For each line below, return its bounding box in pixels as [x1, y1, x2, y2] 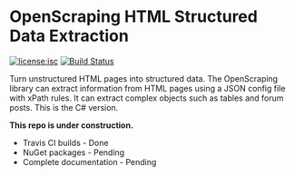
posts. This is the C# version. [9, 102, 119, 112]
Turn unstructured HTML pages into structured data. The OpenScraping [9, 73, 279, 83]
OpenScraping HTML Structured [9, 6, 259, 27]
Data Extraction [9, 25, 129, 46]
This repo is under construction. [9, 120, 134, 131]
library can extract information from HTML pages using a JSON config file [9, 83, 286, 93]
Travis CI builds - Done [22, 137, 109, 148]
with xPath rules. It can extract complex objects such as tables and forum [9, 93, 284, 103]
